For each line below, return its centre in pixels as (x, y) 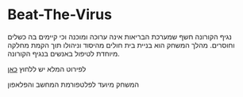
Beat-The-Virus (60, 15)
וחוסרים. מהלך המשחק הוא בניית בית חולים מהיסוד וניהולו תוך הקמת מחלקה (121, 45)
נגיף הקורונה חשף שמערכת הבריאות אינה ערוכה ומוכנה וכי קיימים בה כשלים (120, 37)
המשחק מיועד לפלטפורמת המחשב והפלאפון (73, 84)
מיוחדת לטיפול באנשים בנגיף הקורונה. (64, 53)
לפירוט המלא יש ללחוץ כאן (47, 68)
